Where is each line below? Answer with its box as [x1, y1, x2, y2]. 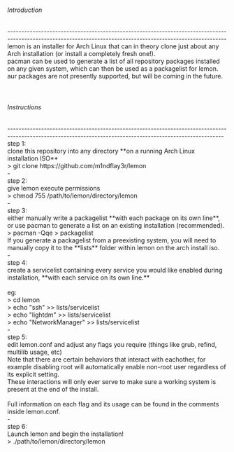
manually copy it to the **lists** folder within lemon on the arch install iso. [7, 244, 220, 252]
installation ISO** [7, 154, 59, 163]
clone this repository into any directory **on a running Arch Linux [7, 147, 196, 156]
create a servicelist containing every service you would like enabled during [7, 266, 223, 275]
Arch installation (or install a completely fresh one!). [7, 50, 156, 58]
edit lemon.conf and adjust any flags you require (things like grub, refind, [7, 341, 217, 349]
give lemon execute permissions [7, 184, 101, 193]
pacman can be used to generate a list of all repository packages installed [7, 57, 220, 66]
